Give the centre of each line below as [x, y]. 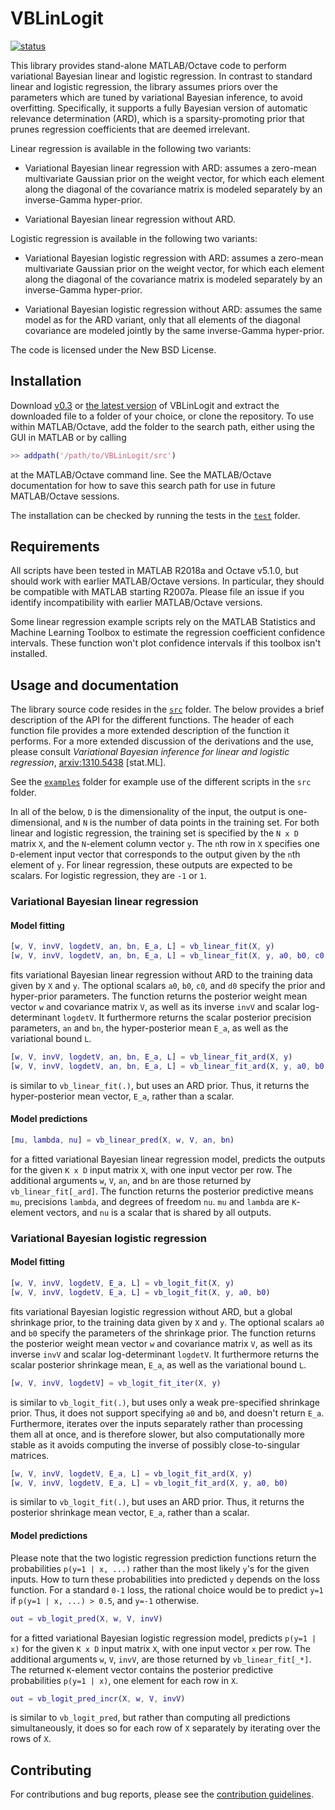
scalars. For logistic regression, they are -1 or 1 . [109, 876]
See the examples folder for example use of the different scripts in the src [161, 782]
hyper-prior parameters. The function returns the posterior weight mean [159, 996]
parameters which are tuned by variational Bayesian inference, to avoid [156, 97]
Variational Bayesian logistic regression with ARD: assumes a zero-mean [174, 258]
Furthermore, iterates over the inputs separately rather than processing [156, 1423]
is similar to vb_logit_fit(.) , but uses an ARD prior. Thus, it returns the [157, 1502]
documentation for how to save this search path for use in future [143, 485]
